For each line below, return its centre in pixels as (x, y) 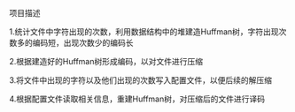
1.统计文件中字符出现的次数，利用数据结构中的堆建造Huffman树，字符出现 (144, 32)
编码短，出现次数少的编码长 (83, 43)
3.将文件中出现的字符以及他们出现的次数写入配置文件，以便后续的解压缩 (141, 80)
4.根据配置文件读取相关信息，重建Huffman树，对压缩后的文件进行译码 (137, 99)
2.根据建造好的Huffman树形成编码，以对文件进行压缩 (106, 61)
